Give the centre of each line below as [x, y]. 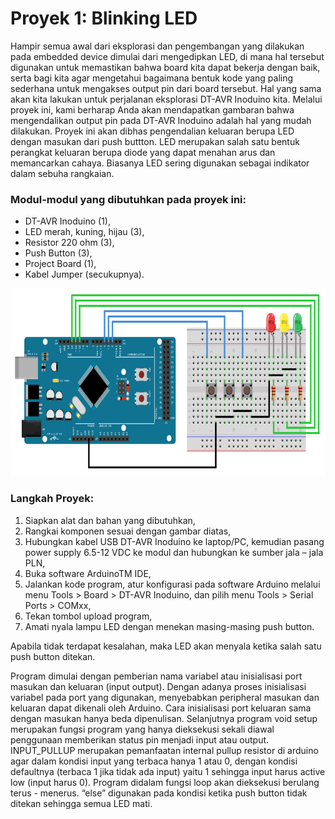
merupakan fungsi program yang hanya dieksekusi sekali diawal [142, 729]
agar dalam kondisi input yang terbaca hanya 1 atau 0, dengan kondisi [154, 761]
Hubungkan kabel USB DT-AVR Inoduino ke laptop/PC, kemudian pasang [174, 541]
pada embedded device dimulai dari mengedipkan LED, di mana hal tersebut [167, 56]
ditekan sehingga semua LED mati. [81, 803]
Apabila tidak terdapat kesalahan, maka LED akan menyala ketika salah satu [166, 646]
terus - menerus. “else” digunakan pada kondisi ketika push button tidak [159, 793]
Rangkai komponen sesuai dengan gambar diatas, [128, 531]
